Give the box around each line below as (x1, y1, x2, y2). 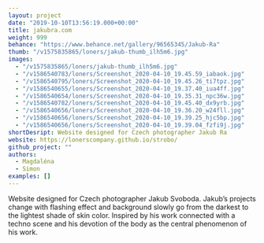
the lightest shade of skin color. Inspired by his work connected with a (8, 210, 236, 220)
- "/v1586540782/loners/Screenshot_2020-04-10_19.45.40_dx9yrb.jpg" (15, 99, 245, 107)
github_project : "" (8, 143, 73, 151)
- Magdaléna (15, 158, 55, 166)
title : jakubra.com (8, 26, 73, 34)
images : (8, 56, 34, 64)
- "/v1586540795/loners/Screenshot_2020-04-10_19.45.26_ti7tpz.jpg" (15, 77, 245, 85)
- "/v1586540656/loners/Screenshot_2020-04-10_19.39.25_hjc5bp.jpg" (15, 114, 245, 122)
